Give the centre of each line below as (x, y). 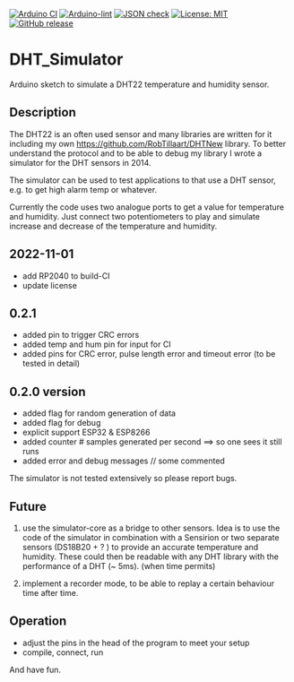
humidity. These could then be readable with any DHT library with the (151, 557)
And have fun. (35, 669)
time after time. (50, 593)
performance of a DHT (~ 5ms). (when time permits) (119, 566)
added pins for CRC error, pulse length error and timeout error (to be (149, 354)
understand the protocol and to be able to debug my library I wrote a (136, 153)
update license (50, 285)
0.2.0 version (48, 391)
